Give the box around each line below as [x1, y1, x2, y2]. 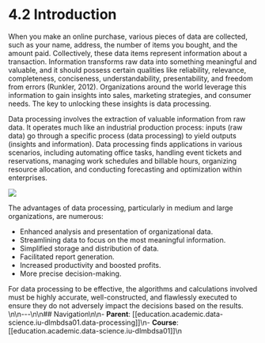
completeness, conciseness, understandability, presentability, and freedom [8, 73, 253, 83]
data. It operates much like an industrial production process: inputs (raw [8, 122, 243, 132]
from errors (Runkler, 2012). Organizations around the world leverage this [8, 81, 247, 92]
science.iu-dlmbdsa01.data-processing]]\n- [8, 318, 150, 327]
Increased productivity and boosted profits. [19, 260, 161, 269]
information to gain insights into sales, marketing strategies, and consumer [8, 90, 252, 100]
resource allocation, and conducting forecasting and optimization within [8, 164, 243, 174]
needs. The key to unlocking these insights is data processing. [8, 99, 212, 108]
